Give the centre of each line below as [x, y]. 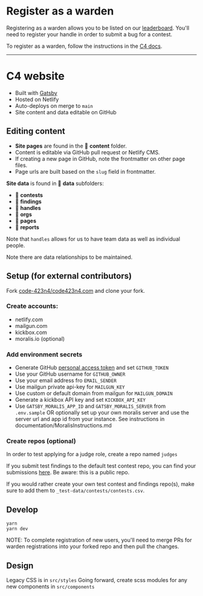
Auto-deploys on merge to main [54, 106]
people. [16, 245]
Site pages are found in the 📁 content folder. [71, 146]
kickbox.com [31, 332]
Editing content [36, 131]
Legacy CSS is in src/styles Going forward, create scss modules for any [97, 580]
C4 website [35, 76]
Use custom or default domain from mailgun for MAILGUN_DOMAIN [94, 393]
